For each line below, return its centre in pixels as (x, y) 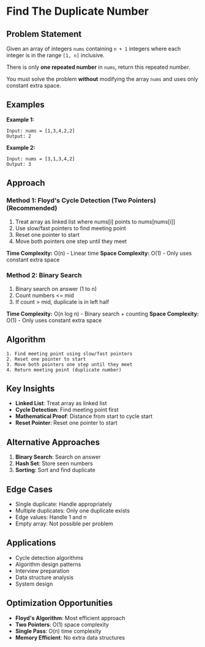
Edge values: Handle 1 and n (51, 517)
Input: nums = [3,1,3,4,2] (41, 159)
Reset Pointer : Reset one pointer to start (66, 423)
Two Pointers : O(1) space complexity (62, 624)
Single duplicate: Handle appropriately (63, 504)
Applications (31, 543)
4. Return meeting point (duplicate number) (64, 370)
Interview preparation (42, 571)
